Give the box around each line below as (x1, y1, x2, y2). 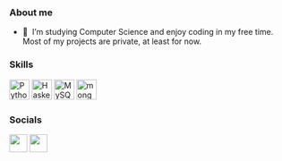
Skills (9, 58, 34, 71)
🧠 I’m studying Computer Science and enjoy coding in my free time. (21, 27, 274, 38)
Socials (9, 114, 42, 126)
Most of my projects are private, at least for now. (21, 36, 202, 47)
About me (9, 6, 54, 19)
